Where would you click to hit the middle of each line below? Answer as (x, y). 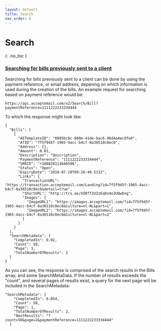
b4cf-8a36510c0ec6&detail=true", (39, 189)
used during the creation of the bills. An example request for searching (75, 89)
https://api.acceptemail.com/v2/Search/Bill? (51, 103)
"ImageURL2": (40, 210)
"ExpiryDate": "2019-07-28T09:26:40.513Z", (62, 172)
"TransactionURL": (41, 181)
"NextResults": (29, 315)
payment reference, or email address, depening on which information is (76, 84)
